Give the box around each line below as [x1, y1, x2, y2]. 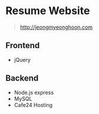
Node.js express [14, 89, 54, 96]
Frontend [5, 41, 40, 51]
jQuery [14, 56, 31, 63]
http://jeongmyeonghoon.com [19, 24, 93, 31]
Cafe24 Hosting [14, 101, 53, 108]
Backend [5, 73, 39, 83]
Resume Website [5, 4, 90, 18]
